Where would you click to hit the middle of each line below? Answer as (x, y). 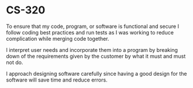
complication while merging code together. (58, 38)
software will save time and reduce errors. (57, 80)
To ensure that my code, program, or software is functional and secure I (93, 26)
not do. (15, 62)
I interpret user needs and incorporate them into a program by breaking (92, 50)
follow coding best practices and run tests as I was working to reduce (90, 32)
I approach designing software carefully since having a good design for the (96, 73)
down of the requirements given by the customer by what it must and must (96, 56)
